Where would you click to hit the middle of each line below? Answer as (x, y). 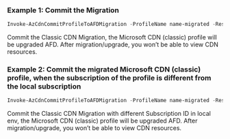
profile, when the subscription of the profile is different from (109, 78)
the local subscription (44, 87)
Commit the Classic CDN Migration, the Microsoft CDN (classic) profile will (112, 37)
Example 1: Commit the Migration (63, 10)
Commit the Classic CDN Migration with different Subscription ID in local (109, 114)
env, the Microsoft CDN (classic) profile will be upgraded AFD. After (102, 121)
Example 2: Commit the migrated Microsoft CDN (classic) (104, 69)
